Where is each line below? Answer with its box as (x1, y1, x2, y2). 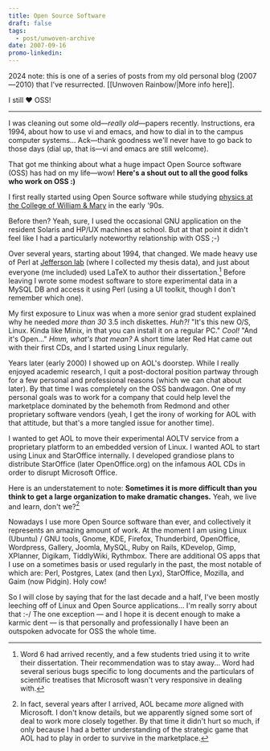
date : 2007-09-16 (8, 42, 67, 50)
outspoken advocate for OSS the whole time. (8, 627, 157, 636)
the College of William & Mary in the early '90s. (8, 201, 165, 210)
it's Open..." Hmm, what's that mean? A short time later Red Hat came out (8, 334, 253, 344)
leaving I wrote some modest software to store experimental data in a (8, 276, 238, 285)
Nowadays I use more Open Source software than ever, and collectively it (8, 517, 252, 527)
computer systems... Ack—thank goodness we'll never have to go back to (8, 136, 252, 145)
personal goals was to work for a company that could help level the (8, 392, 231, 402)
